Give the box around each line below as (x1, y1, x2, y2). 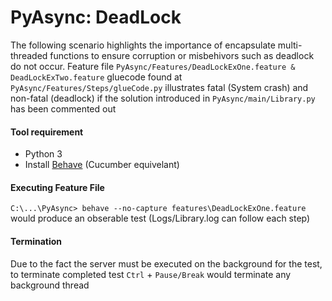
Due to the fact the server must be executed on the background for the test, (10, 257, 323, 270)
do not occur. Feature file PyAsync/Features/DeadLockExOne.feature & (10, 60, 296, 72)
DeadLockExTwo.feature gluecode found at (10, 71, 183, 83)
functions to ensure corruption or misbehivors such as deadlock (49, 49, 315, 61)
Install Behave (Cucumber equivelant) (24, 159, 180, 171)
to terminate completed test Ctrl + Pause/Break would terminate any (10, 268, 292, 280)
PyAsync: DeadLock (10, 6, 182, 29)
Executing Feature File (10, 181, 105, 193)
